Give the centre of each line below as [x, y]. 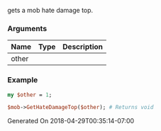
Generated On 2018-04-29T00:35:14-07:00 [71, 121]
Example [23, 80]
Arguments [27, 28]
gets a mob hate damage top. [50, 10]
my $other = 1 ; [30, 95]
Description [83, 47]
